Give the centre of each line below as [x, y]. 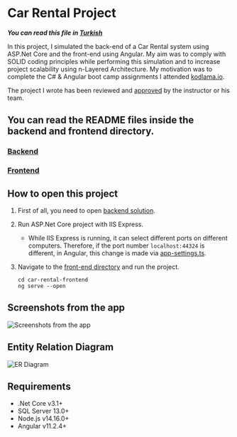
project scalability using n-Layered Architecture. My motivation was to [110, 69]
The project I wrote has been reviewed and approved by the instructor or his [119, 90]
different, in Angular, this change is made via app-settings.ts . [117, 253]
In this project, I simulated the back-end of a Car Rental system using [108, 46]
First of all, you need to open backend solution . [87, 210]
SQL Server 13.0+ [43, 411]
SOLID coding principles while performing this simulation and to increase [114, 61]
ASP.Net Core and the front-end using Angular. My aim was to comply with [117, 54]
